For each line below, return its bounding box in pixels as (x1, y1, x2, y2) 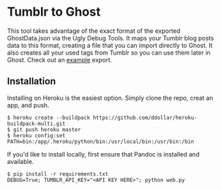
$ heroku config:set (7, 132, 66, 139)
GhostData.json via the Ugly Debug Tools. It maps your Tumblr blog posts (7, 33, 214, 42)
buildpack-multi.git (7, 120, 66, 127)
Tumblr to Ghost (7, 4, 101, 20)
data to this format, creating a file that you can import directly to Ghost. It (7, 41, 213, 49)
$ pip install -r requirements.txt (7, 170, 109, 178)
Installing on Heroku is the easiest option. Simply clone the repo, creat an (7, 94, 213, 102)
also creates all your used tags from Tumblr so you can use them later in (7, 49, 211, 57)
